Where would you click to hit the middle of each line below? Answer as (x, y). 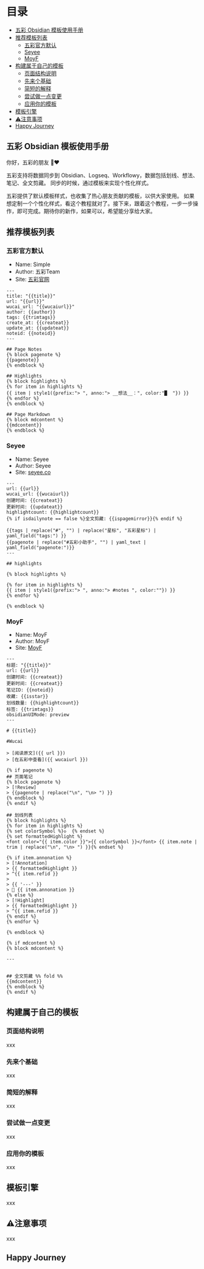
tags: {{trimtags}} (31, 318)
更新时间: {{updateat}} (34, 507)
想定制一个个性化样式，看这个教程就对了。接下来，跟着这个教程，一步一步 (100, 203)
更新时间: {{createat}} (34, 684)
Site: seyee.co (33, 472)
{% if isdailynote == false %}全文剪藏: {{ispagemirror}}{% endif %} (94, 518)
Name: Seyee (32, 459)
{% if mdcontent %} (31, 943)
